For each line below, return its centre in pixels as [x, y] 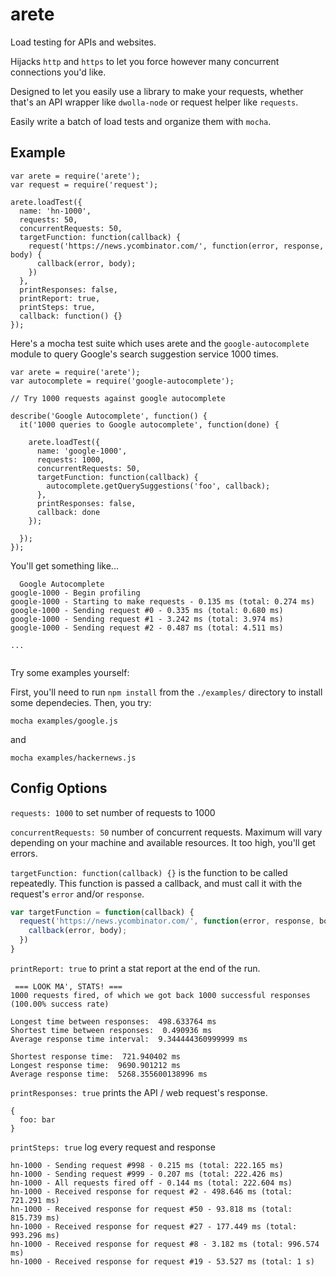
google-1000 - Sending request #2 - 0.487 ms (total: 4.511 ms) [147, 628]
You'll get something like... [64, 565]
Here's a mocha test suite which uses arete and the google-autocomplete [160, 343]
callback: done [68, 512]
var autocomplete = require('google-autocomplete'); [122, 381]
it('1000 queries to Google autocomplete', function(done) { [149, 424]
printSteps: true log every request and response [113, 1147]
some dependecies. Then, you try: [81, 702]
